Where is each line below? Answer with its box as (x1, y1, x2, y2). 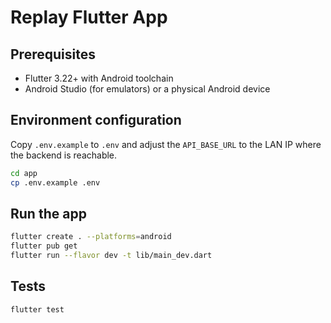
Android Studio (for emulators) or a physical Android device (24, 83, 271, 95)
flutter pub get (10, 241, 78, 251)
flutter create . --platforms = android (10, 232, 172, 242)
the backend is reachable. (10, 149, 118, 161)
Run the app (10, 205, 87, 222)
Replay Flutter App (10, 6, 168, 29)
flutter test (10, 304, 65, 315)
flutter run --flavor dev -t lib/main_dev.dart (10, 251, 213, 261)
